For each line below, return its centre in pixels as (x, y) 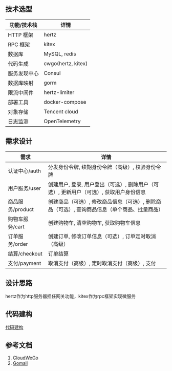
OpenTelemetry (62, 121)
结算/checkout (25, 253)
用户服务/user (25, 188)
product (24, 209)
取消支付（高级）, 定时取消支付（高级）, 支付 (102, 263)
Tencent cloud (61, 111)
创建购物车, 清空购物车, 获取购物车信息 (94, 223)
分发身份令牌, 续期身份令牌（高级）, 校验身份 (102, 167)
